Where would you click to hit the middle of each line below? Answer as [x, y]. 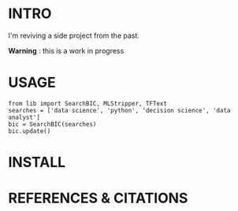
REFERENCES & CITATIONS [98, 198]
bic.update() [30, 131]
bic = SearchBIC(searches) [52, 124]
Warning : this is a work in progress [66, 50]
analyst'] [24, 117]
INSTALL [37, 163]
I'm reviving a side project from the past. [74, 35]
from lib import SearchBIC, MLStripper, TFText [88, 103]
